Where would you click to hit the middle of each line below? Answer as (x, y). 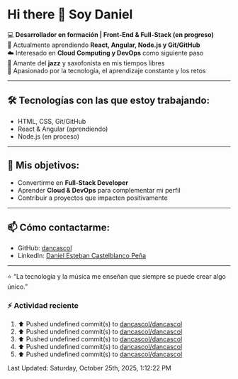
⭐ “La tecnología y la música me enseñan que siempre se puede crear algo (117, 277)
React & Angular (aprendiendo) (63, 129)
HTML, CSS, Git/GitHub (52, 121)
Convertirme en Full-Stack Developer (73, 182)
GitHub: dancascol (45, 248)
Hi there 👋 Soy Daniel (70, 15)
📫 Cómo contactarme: (59, 227)
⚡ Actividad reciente (43, 306)
